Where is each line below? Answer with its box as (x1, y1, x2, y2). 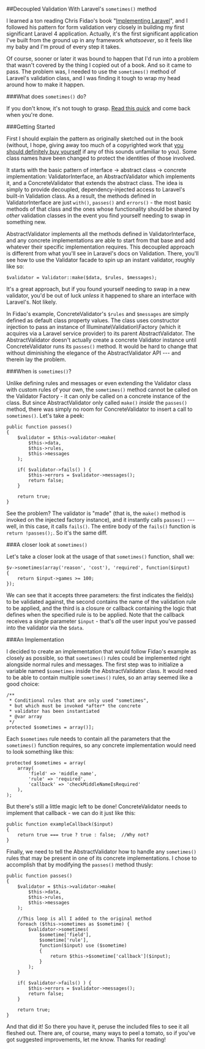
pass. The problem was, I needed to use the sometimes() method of (6, 68, 176, 75)
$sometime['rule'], (39, 937, 89, 943)
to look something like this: (6, 748, 74, 755)
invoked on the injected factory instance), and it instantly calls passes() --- (6, 516, 195, 523)
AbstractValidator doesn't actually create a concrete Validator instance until (6, 336, 197, 344)
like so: (6, 263, 24, 270)
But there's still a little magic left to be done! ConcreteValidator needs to (6, 803, 187, 810)
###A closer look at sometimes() (6, 541, 88, 548)
